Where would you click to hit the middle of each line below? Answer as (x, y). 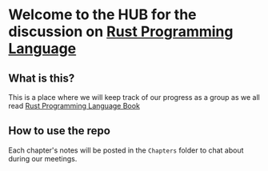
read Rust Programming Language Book (74, 106)
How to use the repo (59, 131)
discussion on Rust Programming (121, 32)
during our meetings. (43, 158)
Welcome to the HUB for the (103, 15)
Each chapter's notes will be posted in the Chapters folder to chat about (126, 150)
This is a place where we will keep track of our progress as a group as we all (134, 97)
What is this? (42, 78)
